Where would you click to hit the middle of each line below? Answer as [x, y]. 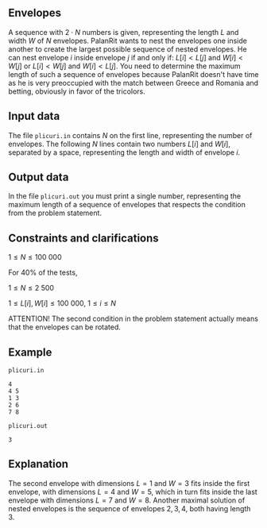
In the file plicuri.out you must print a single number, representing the [124, 196]
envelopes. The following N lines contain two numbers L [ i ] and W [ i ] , [119, 144]
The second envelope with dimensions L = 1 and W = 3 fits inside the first [129, 483]
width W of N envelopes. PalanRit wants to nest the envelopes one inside [128, 40]
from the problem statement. [55, 213]
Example [30, 352]
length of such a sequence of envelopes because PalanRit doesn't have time [133, 74]
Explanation [39, 464]
